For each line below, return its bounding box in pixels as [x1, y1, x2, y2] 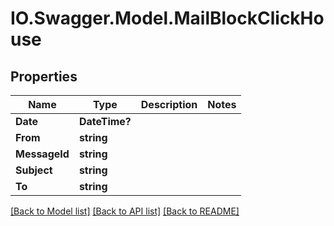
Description [140, 98, 198, 111]
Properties [10, 68, 78, 85]
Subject [15, 163, 53, 177]
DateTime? [78, 115, 132, 128]
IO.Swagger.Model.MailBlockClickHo [10, 7, 325, 30]
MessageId [15, 147, 70, 161]
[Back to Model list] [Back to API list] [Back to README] [10, 205, 240, 217]
